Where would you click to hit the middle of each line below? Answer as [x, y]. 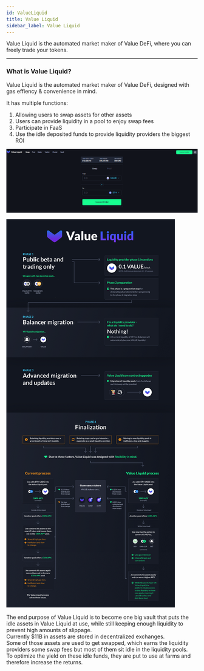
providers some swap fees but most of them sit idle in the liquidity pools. [97, 650]
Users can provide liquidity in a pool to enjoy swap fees [84, 121]
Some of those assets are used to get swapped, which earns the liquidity [97, 643]
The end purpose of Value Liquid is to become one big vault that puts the [98, 617]
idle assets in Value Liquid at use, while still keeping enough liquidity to [95, 624]
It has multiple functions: [37, 103]
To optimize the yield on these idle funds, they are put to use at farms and [99, 656]
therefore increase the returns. [45, 663]
